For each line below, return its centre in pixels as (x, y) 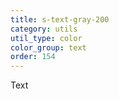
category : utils (44, 29)
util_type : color (46, 38)
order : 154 (33, 57)
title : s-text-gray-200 (60, 19)
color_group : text (48, 47)
